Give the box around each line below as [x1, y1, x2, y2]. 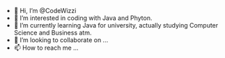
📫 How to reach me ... [13, 43, 79, 52]
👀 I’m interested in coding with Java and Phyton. [13, 14, 153, 22]
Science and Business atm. [13, 28, 92, 37]
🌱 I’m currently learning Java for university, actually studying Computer [13, 21, 219, 29]
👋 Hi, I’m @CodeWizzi [13, 7, 77, 14]
